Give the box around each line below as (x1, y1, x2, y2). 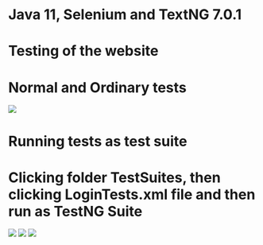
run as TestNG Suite (8, 202, 143, 220)
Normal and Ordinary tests (8, 78, 187, 96)
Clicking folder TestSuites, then (8, 169, 221, 186)
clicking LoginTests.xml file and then (8, 185, 256, 204)
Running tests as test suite (8, 132, 188, 150)
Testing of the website (8, 42, 159, 60)
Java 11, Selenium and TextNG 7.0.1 (8, 6, 242, 24)
